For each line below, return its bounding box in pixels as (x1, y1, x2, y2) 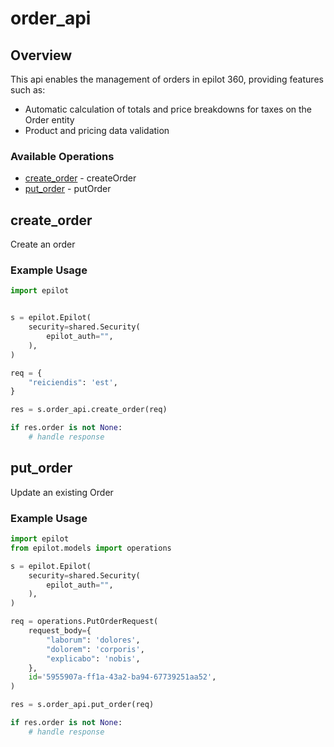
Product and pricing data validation (24, 125, 170, 136)
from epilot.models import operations (10, 543, 172, 553)
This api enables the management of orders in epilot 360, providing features (10, 73, 324, 85)
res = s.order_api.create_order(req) (10, 405, 168, 415)
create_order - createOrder (24, 172, 137, 184)
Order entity (24, 114, 75, 126)
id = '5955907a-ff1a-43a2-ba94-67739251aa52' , (28, 672, 217, 682)
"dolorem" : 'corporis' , (46, 644, 145, 654)
